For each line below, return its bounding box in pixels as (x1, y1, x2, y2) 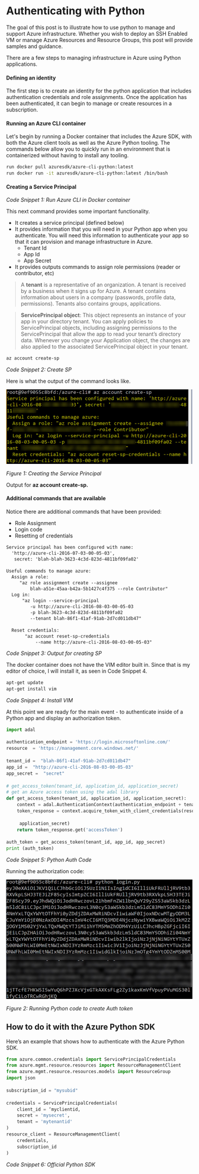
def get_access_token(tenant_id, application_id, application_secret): (6, 796, 187, 801)
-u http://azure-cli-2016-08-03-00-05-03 (30, 603, 134, 609)
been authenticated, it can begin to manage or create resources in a (6, 100, 172, 107)
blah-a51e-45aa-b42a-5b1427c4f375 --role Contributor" (30, 586, 168, 591)
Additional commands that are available (6, 495, 106, 502)
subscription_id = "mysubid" (6, 1087, 78, 1093)
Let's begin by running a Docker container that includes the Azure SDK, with (6, 133, 192, 140)
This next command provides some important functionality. (6, 208, 150, 215)
